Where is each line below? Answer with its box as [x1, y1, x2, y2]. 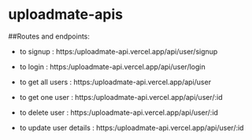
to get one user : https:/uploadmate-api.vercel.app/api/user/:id [19, 92, 223, 101]
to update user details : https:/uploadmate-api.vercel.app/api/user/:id [19, 123, 244, 132]
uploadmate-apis [8, 6, 124, 24]
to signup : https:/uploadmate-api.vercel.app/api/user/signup [19, 46, 218, 56]
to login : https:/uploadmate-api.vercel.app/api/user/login [19, 61, 206, 72]
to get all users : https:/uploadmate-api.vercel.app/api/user [19, 77, 211, 87]
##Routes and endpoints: [8, 31, 91, 41]
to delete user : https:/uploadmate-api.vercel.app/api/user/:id [19, 108, 219, 117]
